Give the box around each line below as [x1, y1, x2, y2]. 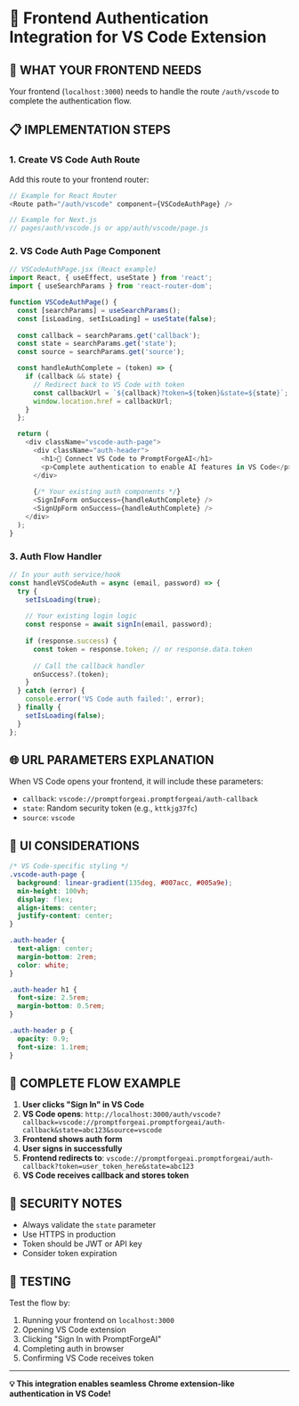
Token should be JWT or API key [21, 1238, 142, 1249]
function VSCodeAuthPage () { [9, 298, 117, 307]
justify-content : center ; [17, 911, 114, 921]
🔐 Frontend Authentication [9, 8, 209, 29]
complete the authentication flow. [9, 95, 132, 106]
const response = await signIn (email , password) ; [25, 620, 214, 629]
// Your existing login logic [25, 612, 138, 621]
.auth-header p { [9, 1026, 74, 1035]
